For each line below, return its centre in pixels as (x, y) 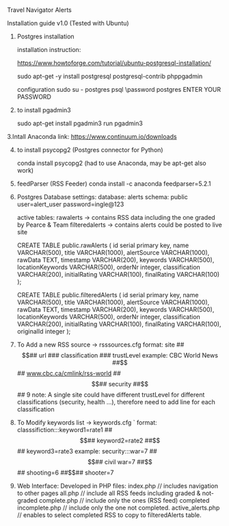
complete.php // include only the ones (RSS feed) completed (124, 500)
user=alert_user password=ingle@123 (70, 204)
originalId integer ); (44, 331)
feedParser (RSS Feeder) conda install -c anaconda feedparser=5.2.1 (114, 184)
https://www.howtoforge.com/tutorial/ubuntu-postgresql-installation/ (114, 63)
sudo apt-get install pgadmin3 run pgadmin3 (80, 123)
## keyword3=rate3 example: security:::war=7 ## (87, 451)
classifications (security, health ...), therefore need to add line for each (116, 402)
